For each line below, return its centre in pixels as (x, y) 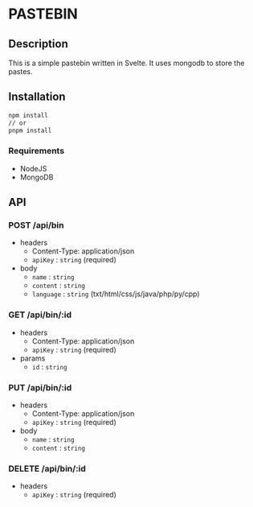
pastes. (20, 72)
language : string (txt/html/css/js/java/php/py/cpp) (116, 294)
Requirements (37, 151)
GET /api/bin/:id (40, 315)
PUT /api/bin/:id (40, 387)
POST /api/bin (36, 225)
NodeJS (33, 168)
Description (38, 44)
